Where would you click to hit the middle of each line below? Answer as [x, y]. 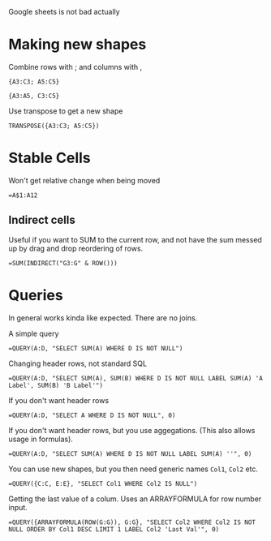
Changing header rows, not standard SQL [78, 363]
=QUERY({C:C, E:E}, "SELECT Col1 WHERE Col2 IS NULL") [103, 483]
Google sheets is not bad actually [64, 12]
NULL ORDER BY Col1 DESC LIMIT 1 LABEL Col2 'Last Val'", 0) [114, 529]
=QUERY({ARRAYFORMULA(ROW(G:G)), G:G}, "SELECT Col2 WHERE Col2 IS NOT [132, 522]
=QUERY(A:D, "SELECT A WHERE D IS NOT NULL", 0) [92, 415]
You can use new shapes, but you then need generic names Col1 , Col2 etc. [133, 469]
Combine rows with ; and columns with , [75, 67]
